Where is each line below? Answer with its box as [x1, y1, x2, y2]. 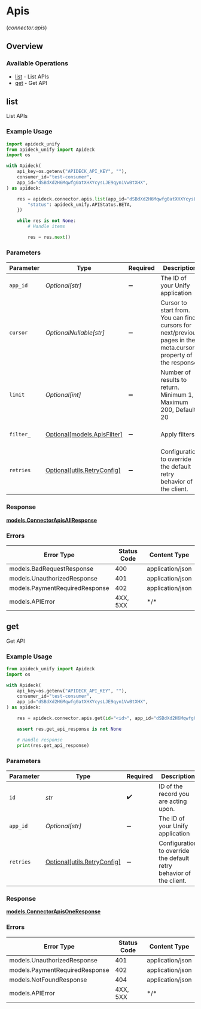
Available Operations [6, 59, 69, 68]
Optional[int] [45, 391, 81, 399]
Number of [160, 368, 191, 376]
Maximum [160, 398, 188, 406]
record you [158, 789, 190, 798]
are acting [158, 797, 187, 806]
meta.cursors [160, 344, 198, 352]
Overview [6, 41, 44, 51]
